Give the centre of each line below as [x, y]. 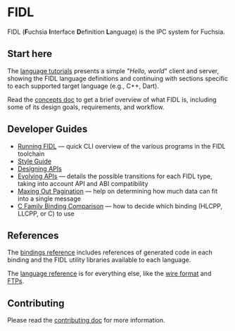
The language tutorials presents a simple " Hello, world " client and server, [113, 70]
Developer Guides [47, 129]
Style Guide [34, 161]
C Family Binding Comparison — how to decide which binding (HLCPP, [120, 206]
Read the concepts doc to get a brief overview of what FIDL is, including [112, 99]
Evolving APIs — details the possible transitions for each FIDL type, [115, 176]
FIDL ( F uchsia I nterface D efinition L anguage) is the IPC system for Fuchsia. [116, 32]
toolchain [31, 154]
